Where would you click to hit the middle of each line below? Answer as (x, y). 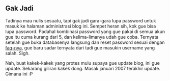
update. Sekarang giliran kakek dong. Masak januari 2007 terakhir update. (83, 68)
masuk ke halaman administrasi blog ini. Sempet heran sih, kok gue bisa (81, 26)
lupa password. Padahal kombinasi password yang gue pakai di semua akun (85, 31)
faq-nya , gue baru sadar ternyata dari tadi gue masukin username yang (80, 47)
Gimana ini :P (19, 74)
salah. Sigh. (18, 53)
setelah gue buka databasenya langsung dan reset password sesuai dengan (85, 42)
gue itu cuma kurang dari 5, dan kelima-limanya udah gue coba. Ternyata (82, 37)
